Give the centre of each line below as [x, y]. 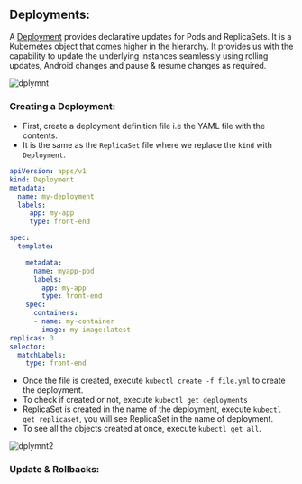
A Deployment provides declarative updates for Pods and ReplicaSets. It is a [151, 36]
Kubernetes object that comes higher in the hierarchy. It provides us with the [151, 46]
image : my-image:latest [86, 330]
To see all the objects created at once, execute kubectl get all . [142, 429]
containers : [55, 313]
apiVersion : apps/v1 [48, 172]
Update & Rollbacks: [55, 470]
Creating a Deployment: [63, 106]
